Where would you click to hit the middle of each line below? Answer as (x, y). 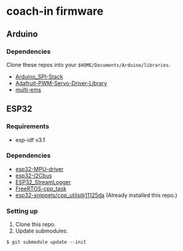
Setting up (22, 211)
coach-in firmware (55, 11)
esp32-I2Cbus (33, 176)
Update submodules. (42, 231)
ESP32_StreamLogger (43, 182)
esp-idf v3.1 (30, 140)
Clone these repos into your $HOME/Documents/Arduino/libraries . (88, 64)
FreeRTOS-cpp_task (41, 188)
